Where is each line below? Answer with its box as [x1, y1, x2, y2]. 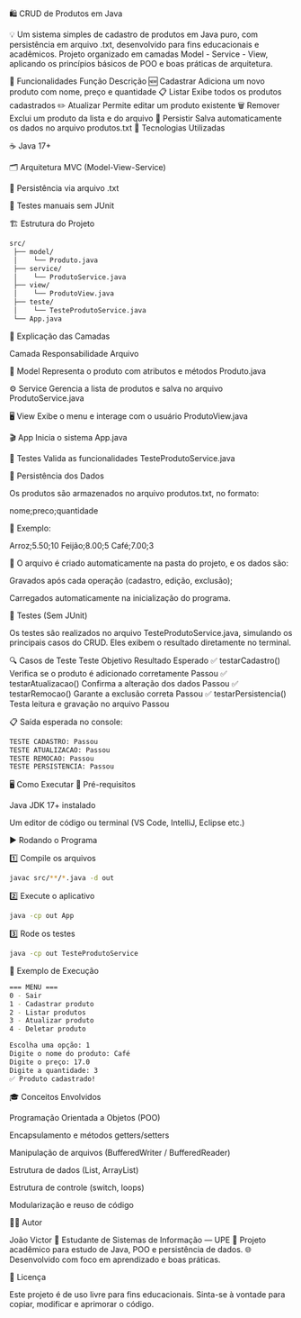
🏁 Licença [9, 1271, 47, 1282]
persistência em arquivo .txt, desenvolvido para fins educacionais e [9, 40, 260, 50]
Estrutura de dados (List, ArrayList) [9, 1164, 139, 1175]
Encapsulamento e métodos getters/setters [9, 1130, 170, 1141]
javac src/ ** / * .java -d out [9, 874, 115, 883]
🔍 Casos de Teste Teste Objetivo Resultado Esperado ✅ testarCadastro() [9, 655, 281, 666]
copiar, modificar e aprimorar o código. [9, 1298, 155, 1309]
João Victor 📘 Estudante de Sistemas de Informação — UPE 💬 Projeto [9, 1234, 267, 1245]
